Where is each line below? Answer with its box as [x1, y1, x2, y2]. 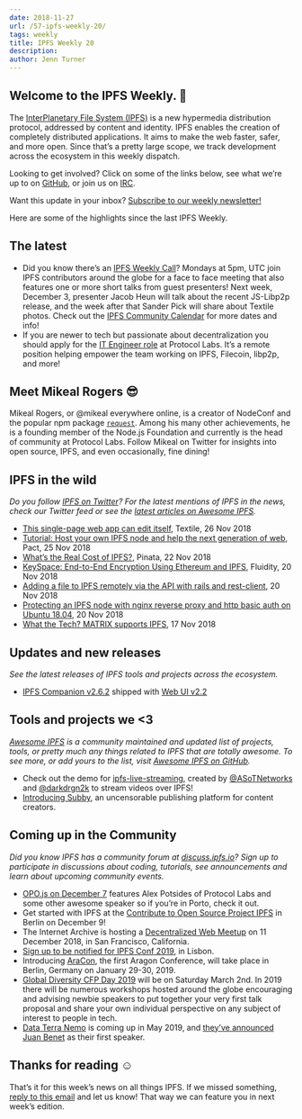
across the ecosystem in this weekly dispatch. [9, 150, 181, 161]
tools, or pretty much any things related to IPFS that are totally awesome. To [9, 745, 293, 756]
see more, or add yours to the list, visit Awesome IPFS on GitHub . [9, 755, 251, 766]
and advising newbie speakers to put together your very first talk [22, 993, 262, 1004]
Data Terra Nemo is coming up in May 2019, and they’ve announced [22, 1022, 274, 1033]
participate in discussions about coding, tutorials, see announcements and [9, 861, 288, 871]
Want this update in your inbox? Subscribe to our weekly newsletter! [9, 194, 262, 205]
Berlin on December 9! [22, 916, 106, 927]
